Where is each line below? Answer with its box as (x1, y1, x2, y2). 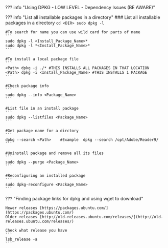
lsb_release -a (5, 237, 38, 242)
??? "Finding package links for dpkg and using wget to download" (5, 196, 143, 201)
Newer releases (5, 205, 38, 211)
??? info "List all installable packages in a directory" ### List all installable (5, 14, 160, 20)
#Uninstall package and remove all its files (5, 151, 104, 156)
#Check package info (5, 84, 50, 89)
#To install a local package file (5, 56, 79, 61)
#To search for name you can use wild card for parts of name (5, 30, 140, 35)
